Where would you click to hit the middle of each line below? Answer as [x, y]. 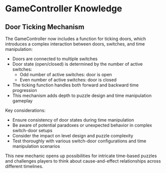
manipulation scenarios [36, 146]
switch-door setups [32, 130]
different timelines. [24, 166]
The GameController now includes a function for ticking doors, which [76, 39]
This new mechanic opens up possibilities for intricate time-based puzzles [81, 156]
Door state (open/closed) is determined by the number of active [77, 64]
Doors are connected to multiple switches [55, 59]
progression [25, 90]
